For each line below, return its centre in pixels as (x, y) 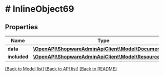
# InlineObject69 (40, 9)
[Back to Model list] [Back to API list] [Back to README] (61, 69)
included (18, 57)
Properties (21, 27)
